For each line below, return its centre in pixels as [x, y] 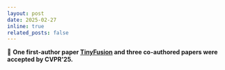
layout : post [26, 13]
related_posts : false [38, 33]
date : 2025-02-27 [32, 20]
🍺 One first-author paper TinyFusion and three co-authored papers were [113, 52]
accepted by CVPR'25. [40, 60]
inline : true [26, 26]
